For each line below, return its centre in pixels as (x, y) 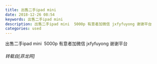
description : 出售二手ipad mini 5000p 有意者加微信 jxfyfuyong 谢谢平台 (78, 24)
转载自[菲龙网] (20, 56)
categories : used (23, 29)
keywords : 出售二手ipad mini (34, 19)
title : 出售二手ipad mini (31, 10)
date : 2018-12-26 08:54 (30, 15)
